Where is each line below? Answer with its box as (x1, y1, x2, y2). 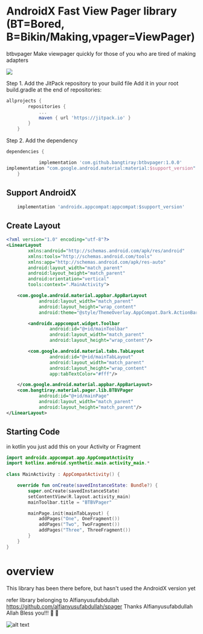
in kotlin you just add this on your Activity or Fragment (6, 442, 141, 450)
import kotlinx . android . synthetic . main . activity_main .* (6, 460, 150, 466)
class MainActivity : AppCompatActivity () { (6, 472, 120, 478)
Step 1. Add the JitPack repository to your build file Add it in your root (6, 79, 179, 87)
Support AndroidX (6, 188, 77, 198)
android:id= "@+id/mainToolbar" (49, 326, 129, 332)
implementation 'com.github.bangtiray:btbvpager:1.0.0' (38, 159, 182, 166)
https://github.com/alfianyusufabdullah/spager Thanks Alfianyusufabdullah (6, 602, 193, 610)
